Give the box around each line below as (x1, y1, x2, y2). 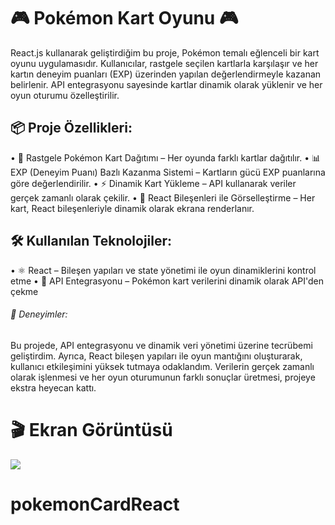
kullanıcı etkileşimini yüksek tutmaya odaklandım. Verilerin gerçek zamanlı (10, 360, 315, 372)
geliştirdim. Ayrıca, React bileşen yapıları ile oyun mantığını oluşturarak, (10, 350, 303, 362)
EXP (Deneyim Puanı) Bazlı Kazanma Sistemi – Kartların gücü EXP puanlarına (10, 166, 326, 178)
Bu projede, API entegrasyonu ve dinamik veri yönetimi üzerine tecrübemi (10, 339, 313, 351)
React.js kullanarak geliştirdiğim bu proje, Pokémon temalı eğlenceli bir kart (10, 46, 320, 59)
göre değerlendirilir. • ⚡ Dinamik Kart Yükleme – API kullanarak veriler (10, 177, 297, 189)
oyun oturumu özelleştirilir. (10, 89, 120, 101)
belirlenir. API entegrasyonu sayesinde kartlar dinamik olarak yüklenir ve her (10, 78, 323, 90)
